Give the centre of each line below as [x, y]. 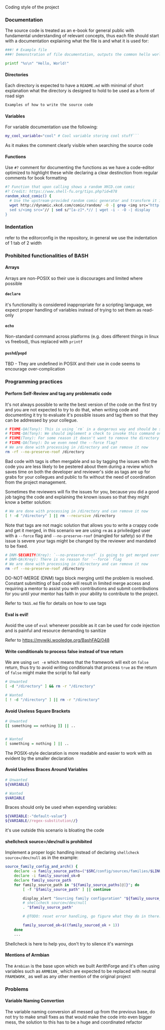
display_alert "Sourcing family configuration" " [74, 898]
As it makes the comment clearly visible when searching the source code [79, 145]
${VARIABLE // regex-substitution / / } [41, 821]
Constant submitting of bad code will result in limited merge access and [78, 583]
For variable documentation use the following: [52, 127]
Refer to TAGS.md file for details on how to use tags [56, 603]
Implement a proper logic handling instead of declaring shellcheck [72, 853]
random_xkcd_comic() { [28, 196]
